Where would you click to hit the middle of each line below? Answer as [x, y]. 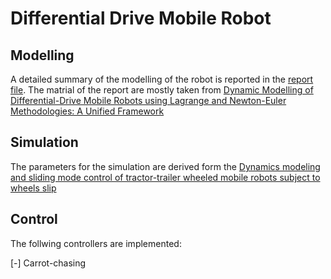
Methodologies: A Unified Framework [87, 111]
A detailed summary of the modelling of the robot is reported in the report [162, 79]
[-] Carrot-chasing [48, 263]
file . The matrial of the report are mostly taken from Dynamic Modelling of [162, 90]
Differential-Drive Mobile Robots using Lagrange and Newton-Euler [148, 100]
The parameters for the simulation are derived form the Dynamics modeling [165, 166]
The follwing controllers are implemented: [96, 243]
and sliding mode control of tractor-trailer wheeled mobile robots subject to [165, 177]
